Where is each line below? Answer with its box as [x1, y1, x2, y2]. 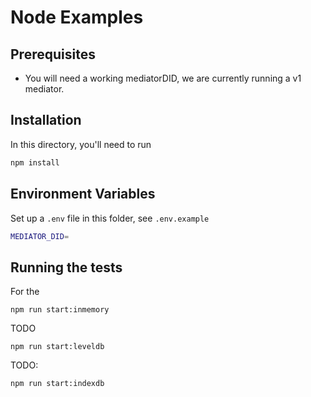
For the [10, 286, 40, 298]
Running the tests [10, 259, 123, 276]
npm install [10, 157, 60, 168]
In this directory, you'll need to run [10, 138, 152, 150]
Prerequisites [10, 46, 96, 63]
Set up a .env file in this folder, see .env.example [10, 212, 210, 224]
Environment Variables [10, 186, 156, 203]
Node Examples [10, 6, 144, 29]
